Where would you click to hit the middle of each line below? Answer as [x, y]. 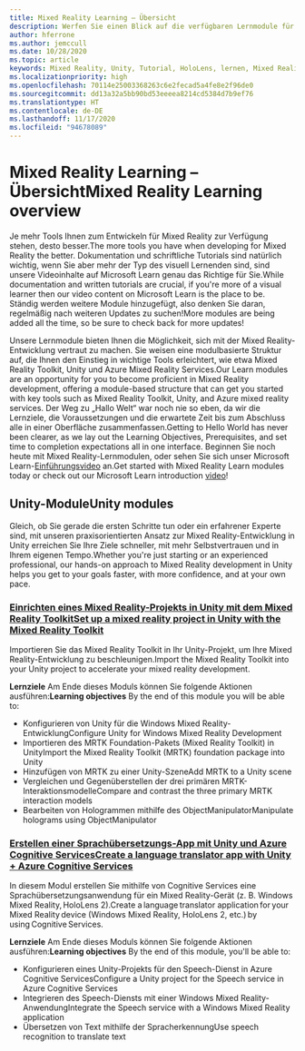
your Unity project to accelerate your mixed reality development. [130, 669]
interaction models [57, 801]
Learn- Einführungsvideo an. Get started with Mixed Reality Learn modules [147, 466]
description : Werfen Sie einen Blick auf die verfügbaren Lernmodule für [152, 26]
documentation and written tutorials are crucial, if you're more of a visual [145, 284]
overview [45, 211]
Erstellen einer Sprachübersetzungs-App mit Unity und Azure [148, 843]
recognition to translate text [74, 1036]
